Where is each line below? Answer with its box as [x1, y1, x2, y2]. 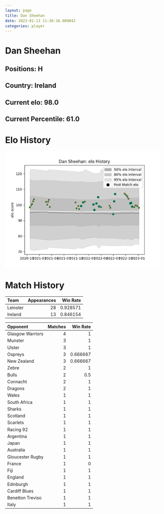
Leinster [7, 305, 24, 311]
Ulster [7, 344, 20, 350]
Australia [7, 447, 26, 453]
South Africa [7, 399, 33, 405]
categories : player [5, 24, 45, 29]
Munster [7, 338, 25, 343]
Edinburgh [7, 481, 28, 487]
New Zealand [7, 358, 34, 364]
